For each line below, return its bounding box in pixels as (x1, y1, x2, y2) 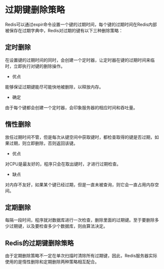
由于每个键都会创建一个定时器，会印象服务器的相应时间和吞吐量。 (5, 104, 138, 110)
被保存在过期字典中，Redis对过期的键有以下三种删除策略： (5, 27, 123, 33)
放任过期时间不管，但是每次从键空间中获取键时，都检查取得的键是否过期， (5, 134, 155, 140)
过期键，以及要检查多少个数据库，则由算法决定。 (9, 223, 108, 229)
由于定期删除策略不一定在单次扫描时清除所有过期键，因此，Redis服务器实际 (5, 253, 158, 259)
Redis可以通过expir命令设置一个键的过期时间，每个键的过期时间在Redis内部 (5, 21, 157, 27)
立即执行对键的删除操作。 (13, 63, 65, 69)
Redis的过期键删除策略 (5, 239, 74, 247)
